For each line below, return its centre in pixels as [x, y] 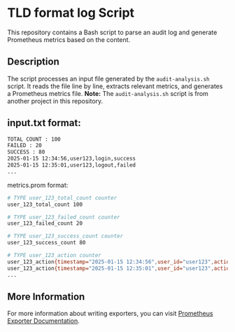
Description [33, 62]
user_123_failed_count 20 [45, 223]
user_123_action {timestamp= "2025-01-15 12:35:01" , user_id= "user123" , [111, 268]
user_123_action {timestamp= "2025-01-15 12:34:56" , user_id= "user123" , [111, 262]
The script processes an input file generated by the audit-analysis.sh [108, 78]
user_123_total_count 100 [45, 205]
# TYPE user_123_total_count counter [62, 198]
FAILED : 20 [24, 146]
